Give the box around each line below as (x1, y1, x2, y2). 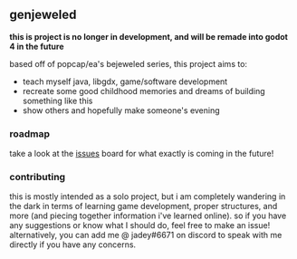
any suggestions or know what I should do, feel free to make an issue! (9, 220, 271, 231)
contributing (9, 171, 66, 184)
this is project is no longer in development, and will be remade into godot (9, 31, 288, 42)
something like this (22, 95, 93, 106)
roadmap (9, 127, 51, 139)
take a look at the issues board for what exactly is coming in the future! (9, 149, 274, 159)
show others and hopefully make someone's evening (22, 104, 220, 116)
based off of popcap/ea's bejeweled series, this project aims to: (9, 58, 247, 69)
